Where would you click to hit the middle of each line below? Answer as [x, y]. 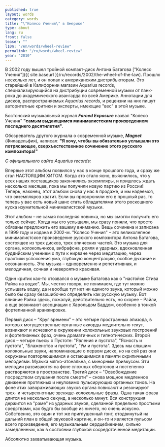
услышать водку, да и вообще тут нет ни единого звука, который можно [82, 289]
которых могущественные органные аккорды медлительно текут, [75, 325]
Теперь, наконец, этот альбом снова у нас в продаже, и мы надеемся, [80, 191]
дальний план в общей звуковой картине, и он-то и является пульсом [79, 419]
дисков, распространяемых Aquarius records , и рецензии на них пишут [80, 101]
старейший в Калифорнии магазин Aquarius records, [60, 85]
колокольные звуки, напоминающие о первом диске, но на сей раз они [81, 351]
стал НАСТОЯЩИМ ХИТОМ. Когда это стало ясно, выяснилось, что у [78, 176]
